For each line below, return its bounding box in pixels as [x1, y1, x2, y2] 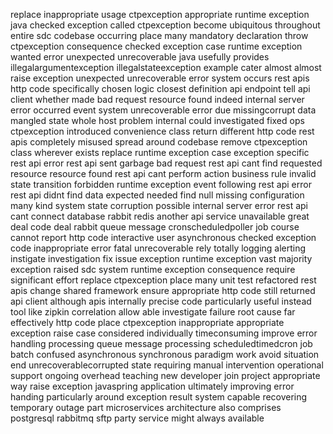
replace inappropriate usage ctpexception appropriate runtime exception [10, 9, 310, 20]
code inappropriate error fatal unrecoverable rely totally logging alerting [10, 242, 307, 254]
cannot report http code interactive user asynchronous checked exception [10, 232, 317, 243]
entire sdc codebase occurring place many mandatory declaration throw [10, 30, 309, 41]
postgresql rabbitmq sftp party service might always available [10, 412, 265, 424]
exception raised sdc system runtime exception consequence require [10, 264, 296, 275]
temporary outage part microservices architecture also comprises [10, 402, 282, 413]
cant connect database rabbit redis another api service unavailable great [10, 210, 310, 222]
